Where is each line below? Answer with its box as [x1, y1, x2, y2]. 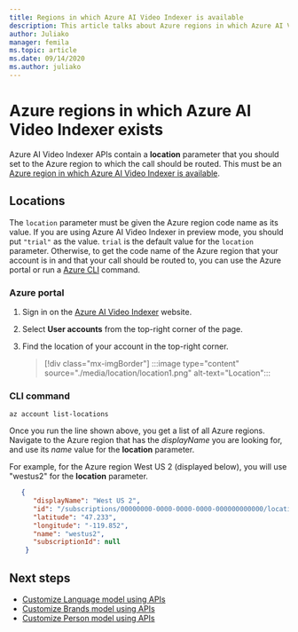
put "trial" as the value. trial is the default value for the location [9, 236, 255, 247]
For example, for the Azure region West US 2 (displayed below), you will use [9, 462, 287, 472]
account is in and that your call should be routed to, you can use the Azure [9, 255, 282, 265]
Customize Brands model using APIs [21, 604, 155, 614]
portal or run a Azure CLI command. [9, 264, 140, 275]
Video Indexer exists [9, 120, 164, 140]
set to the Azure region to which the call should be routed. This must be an [9, 158, 282, 169]
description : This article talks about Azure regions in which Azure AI [9, 21, 284, 30]
